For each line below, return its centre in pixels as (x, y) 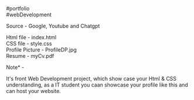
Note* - (15, 67)
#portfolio (18, 8)
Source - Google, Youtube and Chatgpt (53, 26)
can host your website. (34, 91)
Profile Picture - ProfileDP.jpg (41, 50)
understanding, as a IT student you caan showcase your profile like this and (97, 85)
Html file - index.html (31, 37)
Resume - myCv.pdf (30, 56)
